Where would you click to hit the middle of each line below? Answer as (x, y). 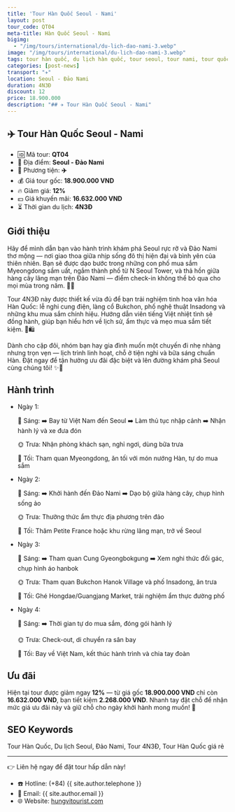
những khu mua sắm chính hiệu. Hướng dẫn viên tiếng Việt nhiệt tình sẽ (110, 314)
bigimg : (19, 40)
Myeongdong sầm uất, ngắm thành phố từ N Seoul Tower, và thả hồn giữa (114, 271)
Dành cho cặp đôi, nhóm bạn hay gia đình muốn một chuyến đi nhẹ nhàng (114, 345)
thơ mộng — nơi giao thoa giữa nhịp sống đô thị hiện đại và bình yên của (112, 255)
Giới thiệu (29, 232)
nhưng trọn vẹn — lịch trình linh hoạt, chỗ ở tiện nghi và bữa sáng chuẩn (111, 352)
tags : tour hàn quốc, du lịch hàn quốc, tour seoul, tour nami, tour (111, 59)
